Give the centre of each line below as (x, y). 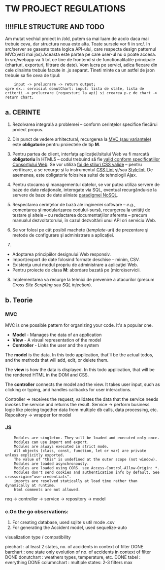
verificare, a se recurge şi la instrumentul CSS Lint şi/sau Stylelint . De (82, 170)
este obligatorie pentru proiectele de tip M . (56, 144)
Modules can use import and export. (52, 442)
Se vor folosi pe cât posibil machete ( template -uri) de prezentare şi (80, 229)
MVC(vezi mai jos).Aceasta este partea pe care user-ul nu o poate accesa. (81, 54)
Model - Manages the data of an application (57, 335)
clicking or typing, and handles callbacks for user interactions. (68, 389)
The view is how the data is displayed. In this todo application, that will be (80, 369)
